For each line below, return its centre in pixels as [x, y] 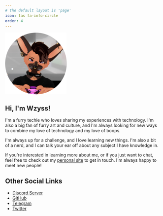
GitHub [19, 198]
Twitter [19, 209]
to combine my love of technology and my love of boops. [63, 131]
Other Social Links [34, 181]
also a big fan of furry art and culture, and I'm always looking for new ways [81, 125]
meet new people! [23, 166]
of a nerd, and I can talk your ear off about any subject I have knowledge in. [82, 145]
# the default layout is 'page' [38, 10]
